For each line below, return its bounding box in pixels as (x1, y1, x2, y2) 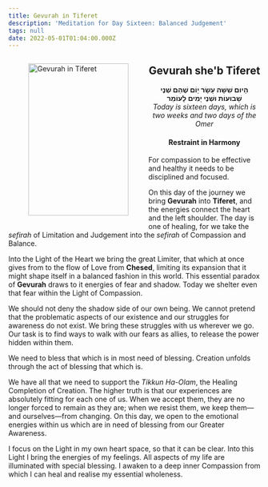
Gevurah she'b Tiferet (148, 63, 261, 77)
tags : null (8, 26, 45, 34)
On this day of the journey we (148, 187, 246, 197)
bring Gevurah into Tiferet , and (148, 196, 252, 206)
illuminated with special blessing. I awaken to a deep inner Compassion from (8, 461, 261, 471)
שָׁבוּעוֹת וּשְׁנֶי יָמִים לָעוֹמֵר (166, 94, 242, 103)
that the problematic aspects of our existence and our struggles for (8, 312, 230, 322)
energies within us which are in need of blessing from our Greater (8, 420, 225, 429)
